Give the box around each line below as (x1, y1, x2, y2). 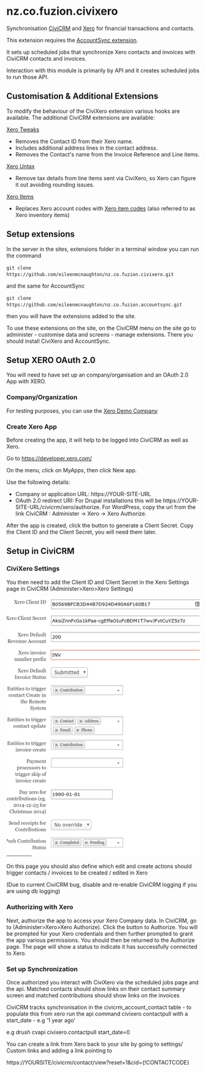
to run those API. (6, 73, 49, 80)
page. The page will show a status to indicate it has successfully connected (6, 943, 197, 950)
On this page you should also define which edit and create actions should (6, 863, 192, 870)
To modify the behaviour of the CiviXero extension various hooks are (6, 107, 180, 115)
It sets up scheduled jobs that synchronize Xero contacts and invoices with (6, 48, 196, 56)
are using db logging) (6, 887, 61, 895)
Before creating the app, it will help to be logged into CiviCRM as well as (6, 436, 189, 443)
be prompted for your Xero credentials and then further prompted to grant (6, 930, 193, 937)
